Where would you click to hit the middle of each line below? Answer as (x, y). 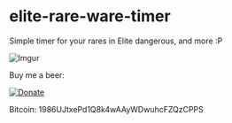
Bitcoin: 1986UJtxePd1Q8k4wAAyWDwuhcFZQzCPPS (106, 109)
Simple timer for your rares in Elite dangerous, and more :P (116, 41)
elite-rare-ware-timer (90, 16)
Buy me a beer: (37, 75)
